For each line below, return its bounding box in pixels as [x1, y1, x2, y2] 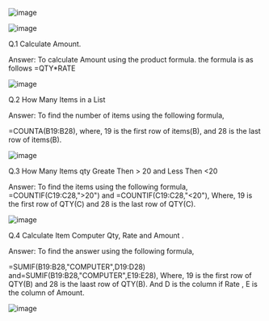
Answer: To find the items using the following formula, [8, 182, 188, 191]
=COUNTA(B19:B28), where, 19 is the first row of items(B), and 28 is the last [8, 126, 261, 135]
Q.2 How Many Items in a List [8, 95, 106, 105]
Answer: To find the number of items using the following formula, [8, 110, 225, 120]
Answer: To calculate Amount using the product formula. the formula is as [8, 55, 254, 64]
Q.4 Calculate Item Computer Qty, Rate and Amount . [8, 231, 184, 240]
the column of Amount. [8, 288, 85, 297]
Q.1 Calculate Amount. [8, 39, 82, 49]
